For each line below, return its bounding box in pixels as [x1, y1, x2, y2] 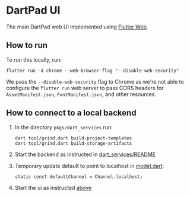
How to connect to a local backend [6, 108, 137, 118]
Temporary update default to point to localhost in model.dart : [14, 162, 164, 169]
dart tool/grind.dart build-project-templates [14, 135, 132, 141]
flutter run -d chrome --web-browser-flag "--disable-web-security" [6, 68, 179, 74]
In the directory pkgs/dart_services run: [14, 123, 113, 131]
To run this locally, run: [6, 56, 62, 63]
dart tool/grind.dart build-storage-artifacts [14, 140, 132, 146]
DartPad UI [6, 4, 61, 17]
